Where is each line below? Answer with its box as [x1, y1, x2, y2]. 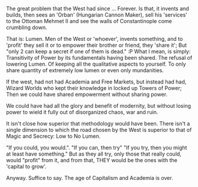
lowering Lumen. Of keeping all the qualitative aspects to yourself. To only [6, 60, 186, 67]
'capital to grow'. [6, 163, 47, 170]
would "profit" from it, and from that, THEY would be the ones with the [6, 157, 177, 163]
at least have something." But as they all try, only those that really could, [6, 150, 182, 157]
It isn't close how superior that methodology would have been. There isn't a [6, 120, 190, 127]
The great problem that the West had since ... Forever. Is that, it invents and [6, 5, 189, 12]
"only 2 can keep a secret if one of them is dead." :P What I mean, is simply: [6, 48, 191, 55]
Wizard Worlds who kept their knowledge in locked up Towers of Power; [6, 85, 182, 91]
